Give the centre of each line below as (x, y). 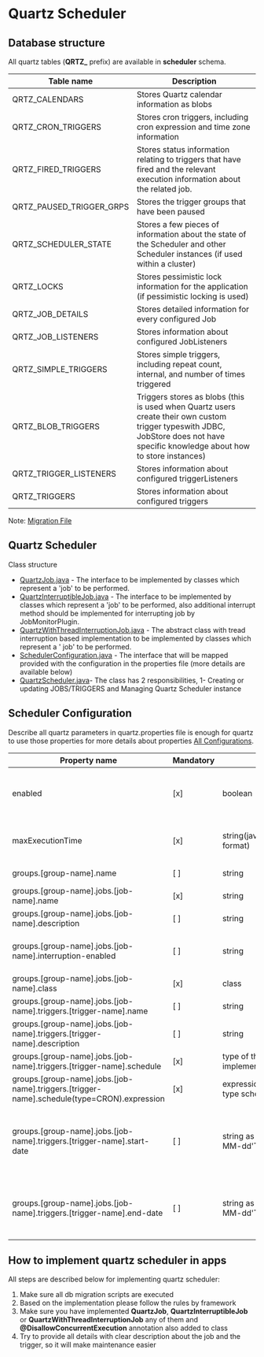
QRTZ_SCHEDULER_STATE (62, 244)
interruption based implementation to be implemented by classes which (135, 638)
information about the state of (191, 234)
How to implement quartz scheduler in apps (117, 1260)
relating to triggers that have (189, 160)
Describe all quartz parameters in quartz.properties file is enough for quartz (131, 732)
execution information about (189, 179)
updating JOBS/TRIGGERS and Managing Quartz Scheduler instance (130, 688)
